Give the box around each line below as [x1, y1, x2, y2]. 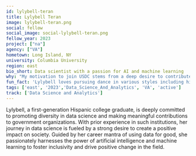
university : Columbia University [6, 57, 87, 63]
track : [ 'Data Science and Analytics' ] [6, 90, 103, 96]
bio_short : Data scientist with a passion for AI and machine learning [6, 68, 184, 74]
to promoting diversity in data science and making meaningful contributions [6, 112, 188, 119]
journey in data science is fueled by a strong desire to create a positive [6, 124, 177, 131]
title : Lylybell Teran [6, 14, 61, 20]
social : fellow [6, 25, 43, 31]
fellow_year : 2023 [6, 36, 51, 41]
